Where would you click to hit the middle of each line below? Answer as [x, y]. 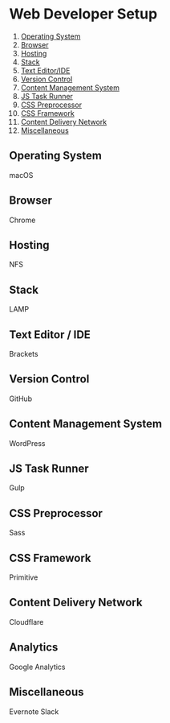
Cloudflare [26, 622]
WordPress [28, 443]
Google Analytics [37, 667]
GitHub [21, 399]
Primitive [24, 577]
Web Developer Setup [83, 14]
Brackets [24, 354]
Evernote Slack [34, 711]
